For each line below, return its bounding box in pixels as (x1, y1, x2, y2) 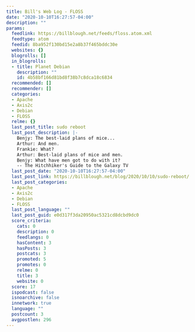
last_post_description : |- (11, 130, 78, 136)
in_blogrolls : (11, 58, 46, 64)
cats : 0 (17, 223, 36, 229)
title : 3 (17, 273, 39, 279)
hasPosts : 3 (17, 245, 46, 252)
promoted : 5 (17, 256, 46, 262)
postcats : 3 (17, 251, 46, 257)
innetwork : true (11, 300, 52, 307)
